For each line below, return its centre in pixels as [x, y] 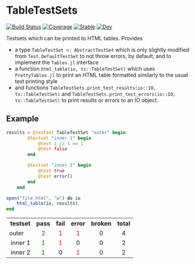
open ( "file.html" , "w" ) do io [44, 198]
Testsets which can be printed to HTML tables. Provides [75, 38]
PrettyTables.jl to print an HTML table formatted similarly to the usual [101, 75]
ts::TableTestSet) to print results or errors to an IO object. [87, 100]
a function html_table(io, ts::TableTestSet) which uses [85, 68]
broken [101, 224]
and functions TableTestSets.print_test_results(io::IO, [85, 87]
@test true [51, 171]
